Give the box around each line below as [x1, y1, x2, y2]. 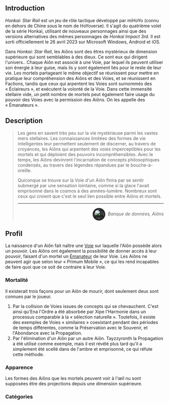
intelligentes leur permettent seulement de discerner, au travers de [17, 140, 156, 146]
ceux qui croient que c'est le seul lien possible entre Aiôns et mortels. [17, 193, 162, 199]
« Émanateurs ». [5, 102, 39, 108]
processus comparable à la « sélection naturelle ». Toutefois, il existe [12, 314, 156, 320]
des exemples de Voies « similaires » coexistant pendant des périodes [12, 319, 158, 325]
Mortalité [5, 277, 29, 284]
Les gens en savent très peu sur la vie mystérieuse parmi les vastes [17, 130, 158, 136]
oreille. [17, 167, 32, 173]
